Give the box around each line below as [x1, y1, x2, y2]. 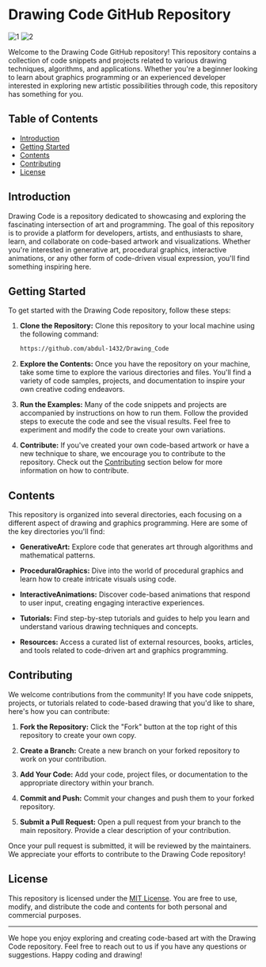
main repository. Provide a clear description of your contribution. [19, 825, 231, 835]
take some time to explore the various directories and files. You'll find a [19, 367, 252, 378]
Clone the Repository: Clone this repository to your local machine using [19, 321, 255, 331]
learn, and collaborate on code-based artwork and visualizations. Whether [8, 236, 251, 246]
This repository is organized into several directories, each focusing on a [8, 510, 242, 520]
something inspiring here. [8, 262, 92, 271]
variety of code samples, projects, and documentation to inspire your [19, 376, 245, 386]
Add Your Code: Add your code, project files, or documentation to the [19, 769, 248, 779]
